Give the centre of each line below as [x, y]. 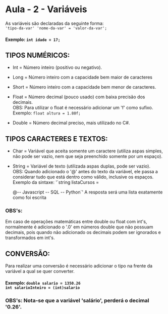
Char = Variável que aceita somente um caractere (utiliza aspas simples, [88, 151]
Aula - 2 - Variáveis [46, 9]
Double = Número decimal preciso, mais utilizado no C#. [71, 123]
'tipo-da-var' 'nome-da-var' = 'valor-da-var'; [56, 28]
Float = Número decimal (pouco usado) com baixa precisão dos [79, 97]
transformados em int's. [30, 238]
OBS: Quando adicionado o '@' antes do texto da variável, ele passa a [85, 172]
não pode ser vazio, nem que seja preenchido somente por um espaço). [88, 156]
